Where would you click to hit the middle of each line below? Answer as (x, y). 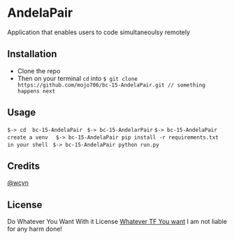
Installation (32, 54)
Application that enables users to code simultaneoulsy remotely (99, 32)
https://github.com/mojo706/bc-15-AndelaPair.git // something (111, 85)
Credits (24, 166)
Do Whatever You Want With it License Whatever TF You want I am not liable (117, 222)
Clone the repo (39, 70)
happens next (36, 91)
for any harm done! (35, 229)
